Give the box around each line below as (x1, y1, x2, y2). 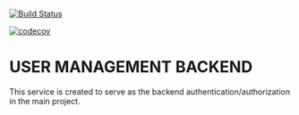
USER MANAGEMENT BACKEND (9, 57, 253, 78)
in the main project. (9, 95, 81, 106)
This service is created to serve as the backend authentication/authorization (9, 86, 291, 97)
